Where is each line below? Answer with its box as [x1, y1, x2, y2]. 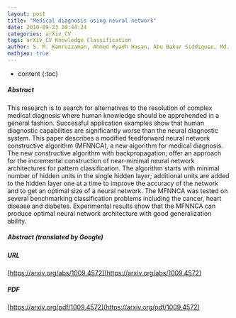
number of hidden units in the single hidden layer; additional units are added [7, 171, 230, 180]
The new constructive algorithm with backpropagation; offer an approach [7, 148, 222, 157]
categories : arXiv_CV [7, 30, 72, 38]
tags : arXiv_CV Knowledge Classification [7, 37, 132, 44]
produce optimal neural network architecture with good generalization [7, 209, 212, 217]
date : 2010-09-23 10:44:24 [7, 23, 87, 31]
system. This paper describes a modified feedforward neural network [7, 133, 210, 142]
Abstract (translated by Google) [7, 233, 104, 241]
